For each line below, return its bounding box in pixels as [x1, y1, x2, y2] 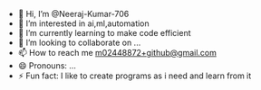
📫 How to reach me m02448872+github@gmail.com [17, 48, 217, 58]
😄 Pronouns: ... [17, 60, 77, 71]
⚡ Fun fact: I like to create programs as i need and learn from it [17, 70, 252, 81]
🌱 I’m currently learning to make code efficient [17, 28, 192, 38]
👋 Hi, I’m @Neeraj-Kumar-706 [17, 9, 130, 19]
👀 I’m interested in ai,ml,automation [17, 18, 150, 29]
